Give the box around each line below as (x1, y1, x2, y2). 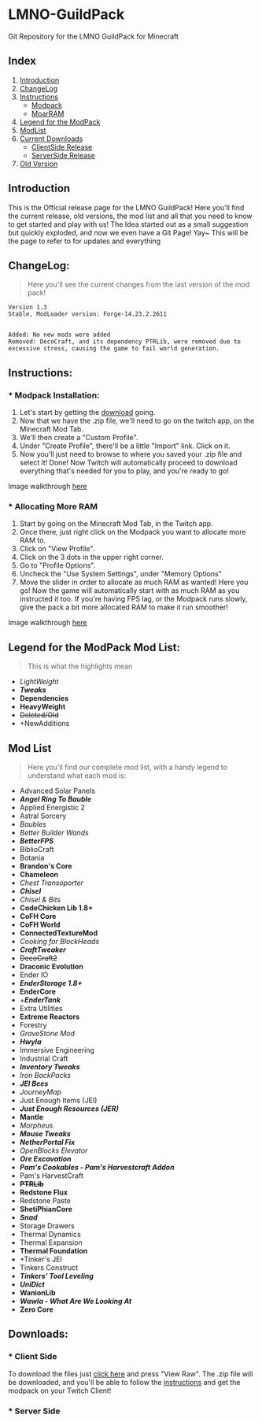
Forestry (19, 1020, 47, 1029)
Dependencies (19, 694, 69, 703)
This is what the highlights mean (27, 661, 133, 671)
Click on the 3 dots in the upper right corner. (19, 553, 164, 562)
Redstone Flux (19, 1187, 68, 1197)
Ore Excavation (19, 1154, 72, 1163)
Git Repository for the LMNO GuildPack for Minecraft (8, 31, 179, 41)
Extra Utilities (19, 1003, 63, 1013)
